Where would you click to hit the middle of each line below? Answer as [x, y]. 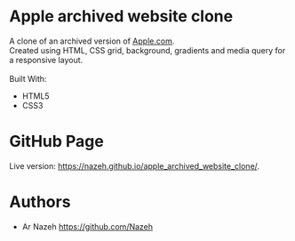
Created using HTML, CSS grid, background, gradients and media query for [147, 50]
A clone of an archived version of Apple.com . [92, 41]
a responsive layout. [46, 60]
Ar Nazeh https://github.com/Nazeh [88, 226]
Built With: [28, 78]
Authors [40, 202]
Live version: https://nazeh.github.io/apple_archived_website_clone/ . [135, 165]
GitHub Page [56, 142]
